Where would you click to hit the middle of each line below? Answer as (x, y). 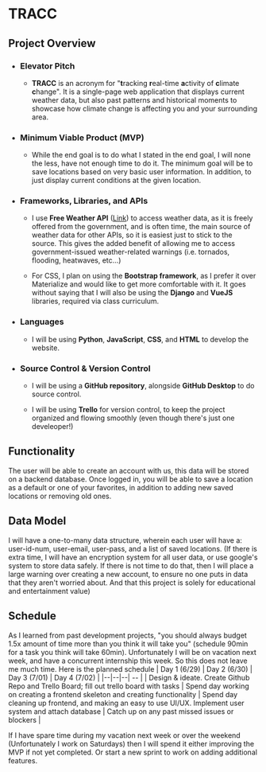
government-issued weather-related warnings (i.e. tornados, (131, 252)
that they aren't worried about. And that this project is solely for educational (132, 583)
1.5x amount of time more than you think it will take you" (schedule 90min (128, 643)
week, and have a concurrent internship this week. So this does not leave (128, 661)
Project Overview (52, 43)
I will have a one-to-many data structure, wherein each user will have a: (125, 540)
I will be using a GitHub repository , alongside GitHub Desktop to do (143, 386)
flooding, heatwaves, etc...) (76, 260)
